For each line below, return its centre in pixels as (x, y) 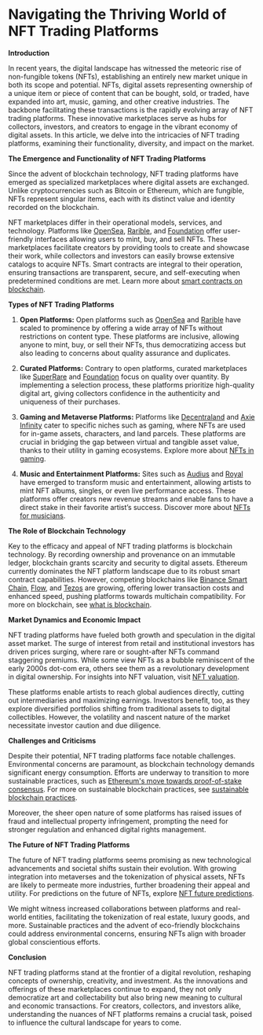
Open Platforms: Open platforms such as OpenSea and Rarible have (130, 319)
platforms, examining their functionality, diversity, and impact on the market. (131, 143)
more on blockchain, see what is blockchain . (80, 604)
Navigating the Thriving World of (117, 15)
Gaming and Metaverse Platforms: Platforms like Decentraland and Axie (137, 417)
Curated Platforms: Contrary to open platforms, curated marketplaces (133, 368)
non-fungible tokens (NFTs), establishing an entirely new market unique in (128, 76)
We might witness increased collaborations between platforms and (116, 908)
